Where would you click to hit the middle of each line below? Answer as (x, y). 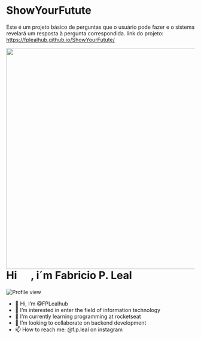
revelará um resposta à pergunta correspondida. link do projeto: (85, 33)
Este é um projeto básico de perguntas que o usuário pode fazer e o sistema (100, 27)
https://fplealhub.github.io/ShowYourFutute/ (60, 40)
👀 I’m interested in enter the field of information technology (87, 310)
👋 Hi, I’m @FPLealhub (42, 304)
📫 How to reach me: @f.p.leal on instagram (68, 329)
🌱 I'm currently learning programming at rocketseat (78, 316)
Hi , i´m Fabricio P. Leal (69, 275)
